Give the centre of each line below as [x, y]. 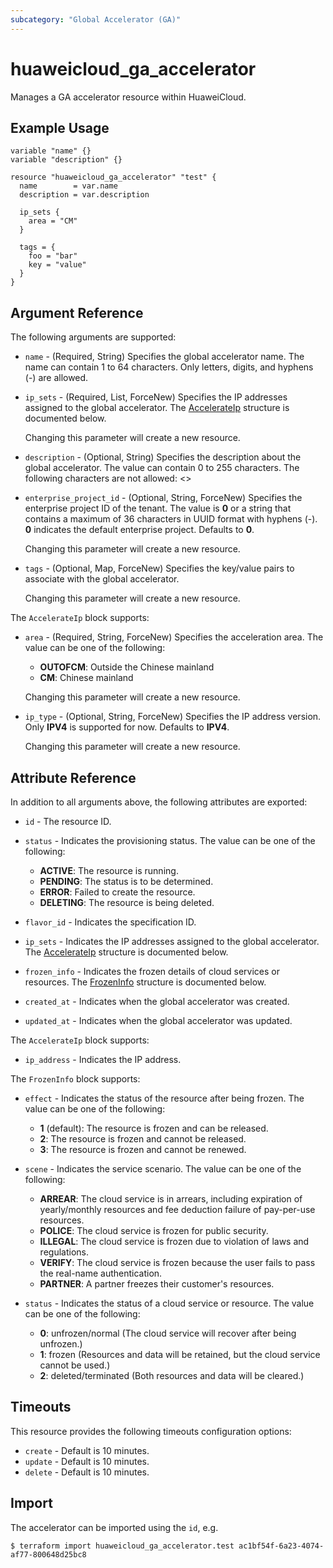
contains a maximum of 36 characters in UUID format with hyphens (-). [171, 519]
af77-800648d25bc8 [48, 1554]
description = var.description [84, 195]
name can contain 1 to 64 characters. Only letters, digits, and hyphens [169, 367]
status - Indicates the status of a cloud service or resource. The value [169, 1303]
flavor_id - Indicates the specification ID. [110, 922]
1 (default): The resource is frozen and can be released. [154, 1128]
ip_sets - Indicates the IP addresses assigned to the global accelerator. [172, 941]
